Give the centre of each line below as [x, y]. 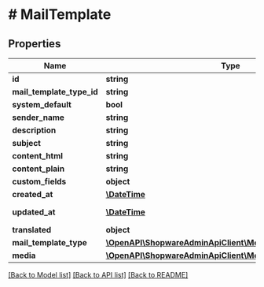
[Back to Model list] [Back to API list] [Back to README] [98, 275]
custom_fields [39, 181]
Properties [35, 44]
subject [27, 143]
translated [32, 230]
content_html [38, 156]
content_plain [38, 169]
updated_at [34, 212]
